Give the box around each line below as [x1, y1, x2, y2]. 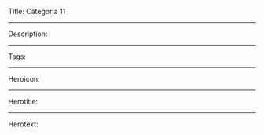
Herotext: [8, 119, 38, 129]
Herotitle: [8, 97, 38, 106]
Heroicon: [8, 75, 41, 83]
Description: [8, 29, 48, 38]
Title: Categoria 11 [8, 7, 66, 16]
